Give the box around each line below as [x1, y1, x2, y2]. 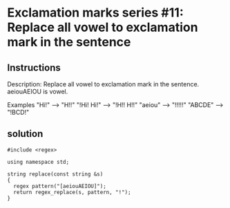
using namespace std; [7, 158, 70, 165]
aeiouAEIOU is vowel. [7, 88, 68, 95]
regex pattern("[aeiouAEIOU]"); [13, 182, 107, 189]
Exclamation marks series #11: [7, 5, 184, 21]
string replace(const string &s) [7, 171, 104, 178]
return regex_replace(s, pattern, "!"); [13, 189, 131, 196]
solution [7, 128, 44, 140]
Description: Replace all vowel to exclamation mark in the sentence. [7, 80, 200, 88]
